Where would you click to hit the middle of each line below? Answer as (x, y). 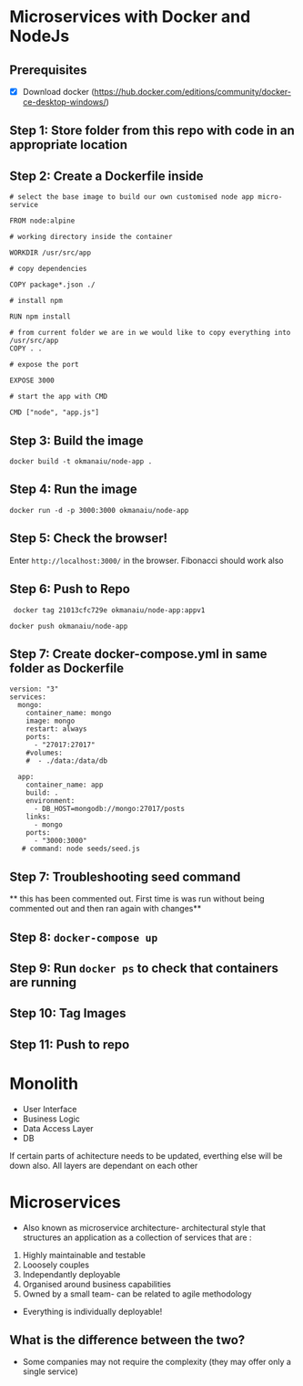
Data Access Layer (58, 1128)
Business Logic (51, 1119)
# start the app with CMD (58, 397)
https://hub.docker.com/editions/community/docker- (192, 92)
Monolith (44, 1084)
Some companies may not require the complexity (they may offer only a (157, 1362)
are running (43, 982)
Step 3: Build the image (76, 440)
